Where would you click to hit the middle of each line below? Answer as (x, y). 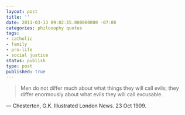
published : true (26, 72)
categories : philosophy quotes (44, 28)
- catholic (19, 39)
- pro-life (19, 50)
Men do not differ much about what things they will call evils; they (100, 88)
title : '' (18, 17)
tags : (13, 33)
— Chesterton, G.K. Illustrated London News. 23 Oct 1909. (76, 106)
